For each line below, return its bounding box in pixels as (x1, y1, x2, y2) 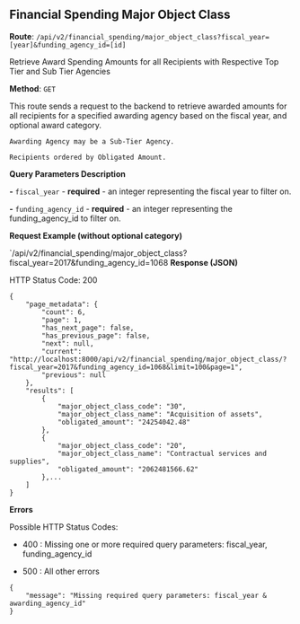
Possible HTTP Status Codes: (9, 521, 119, 532)
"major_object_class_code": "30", (57, 401, 187, 411)
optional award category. (9, 119, 101, 130)
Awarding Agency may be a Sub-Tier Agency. (9, 136, 175, 146)
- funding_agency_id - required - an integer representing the (9, 203, 234, 214)
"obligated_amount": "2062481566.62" (57, 464, 199, 474)
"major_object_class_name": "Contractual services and (57, 449, 268, 458)
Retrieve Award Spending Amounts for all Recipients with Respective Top (9, 56, 279, 66)
